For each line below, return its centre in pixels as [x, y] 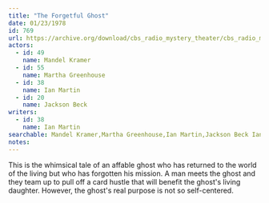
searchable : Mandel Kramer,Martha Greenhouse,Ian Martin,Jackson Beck [128, 134]
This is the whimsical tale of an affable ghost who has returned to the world [133, 165]
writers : [23, 113]
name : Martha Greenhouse [64, 75]
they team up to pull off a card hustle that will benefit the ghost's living [124, 181]
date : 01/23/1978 [37, 23]
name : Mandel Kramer [57, 61]
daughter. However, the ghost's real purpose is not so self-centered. [121, 190]
